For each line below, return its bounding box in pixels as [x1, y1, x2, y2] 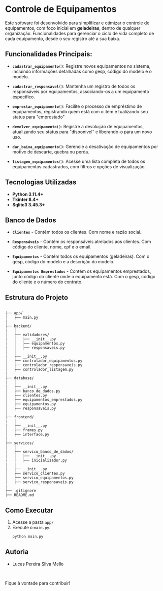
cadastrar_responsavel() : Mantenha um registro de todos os [12, 83, 135, 89]
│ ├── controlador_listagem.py [5, 367, 74, 372]
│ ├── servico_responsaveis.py [5, 480, 74, 485]
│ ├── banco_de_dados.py [5, 389, 61, 394]
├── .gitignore [5, 489, 36, 493]
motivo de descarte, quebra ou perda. [12, 148, 90, 154]
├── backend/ [5, 324, 32, 329]
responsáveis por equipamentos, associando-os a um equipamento [12, 88, 149, 95]
